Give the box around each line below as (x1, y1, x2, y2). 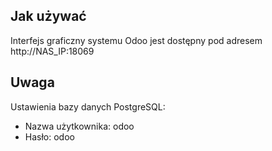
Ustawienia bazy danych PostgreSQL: (10, 100, 166, 113)
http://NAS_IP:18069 (10, 45, 95, 57)
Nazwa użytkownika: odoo (24, 120, 135, 132)
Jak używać (10, 8, 87, 25)
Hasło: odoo (24, 130, 75, 143)
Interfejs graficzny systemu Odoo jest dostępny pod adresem (10, 34, 263, 46)
